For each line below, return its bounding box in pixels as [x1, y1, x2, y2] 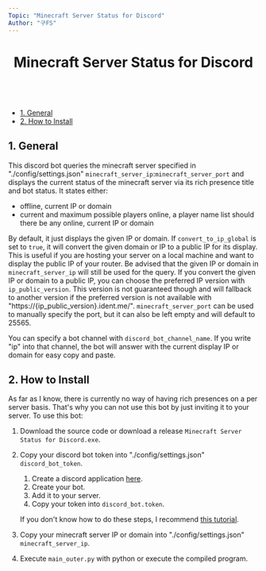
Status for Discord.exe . [19, 434, 101, 445]
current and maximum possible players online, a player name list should [19, 210, 254, 219]
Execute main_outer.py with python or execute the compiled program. [19, 554, 249, 564]
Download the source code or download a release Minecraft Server [19, 426, 242, 436]
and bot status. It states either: [8, 186, 109, 195]
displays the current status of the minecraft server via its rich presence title [8, 177, 254, 187]
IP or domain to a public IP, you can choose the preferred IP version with [8, 276, 245, 285]
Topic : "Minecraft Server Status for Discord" [8, 11, 165, 20]
